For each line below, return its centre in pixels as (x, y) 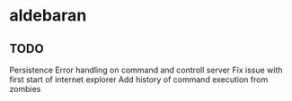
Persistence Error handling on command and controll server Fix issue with (146, 70)
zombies (25, 89)
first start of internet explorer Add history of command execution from (139, 80)
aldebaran (48, 16)
